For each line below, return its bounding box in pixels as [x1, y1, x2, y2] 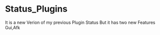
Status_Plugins [5, 3, 68, 15]
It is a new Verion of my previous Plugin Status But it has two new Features [5, 19, 156, 25]
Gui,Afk [5, 24, 20, 30]
